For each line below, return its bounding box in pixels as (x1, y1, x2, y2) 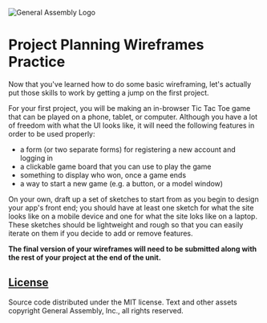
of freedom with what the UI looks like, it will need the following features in (8, 121, 255, 130)
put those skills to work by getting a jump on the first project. (8, 88, 210, 97)
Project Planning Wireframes (8, 36, 204, 54)
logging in (19, 153, 54, 162)
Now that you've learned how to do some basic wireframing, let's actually (8, 79, 252, 88)
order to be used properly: (8, 129, 95, 138)
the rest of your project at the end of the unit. (8, 252, 162, 262)
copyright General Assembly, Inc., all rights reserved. (8, 305, 184, 315)
